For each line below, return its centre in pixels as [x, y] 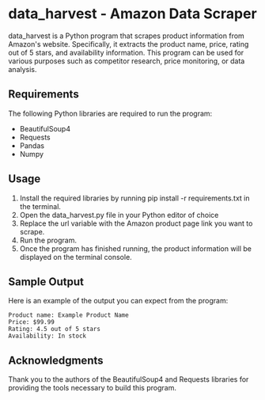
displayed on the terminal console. [76, 257]
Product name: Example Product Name [68, 315]
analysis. [23, 69]
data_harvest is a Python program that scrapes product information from [127, 36]
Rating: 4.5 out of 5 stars [55, 330]
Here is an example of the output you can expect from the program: [118, 301]
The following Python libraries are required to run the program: [110, 113]
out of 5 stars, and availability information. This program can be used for [126, 52]
